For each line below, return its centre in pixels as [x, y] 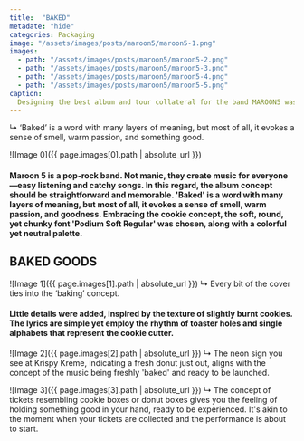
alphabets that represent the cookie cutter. [92, 333]
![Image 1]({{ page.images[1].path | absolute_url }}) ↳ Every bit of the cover [150, 283]
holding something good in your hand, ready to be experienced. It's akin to [148, 409]
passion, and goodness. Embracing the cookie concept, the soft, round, [147, 214]
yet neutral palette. [46, 233]
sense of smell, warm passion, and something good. [107, 138]
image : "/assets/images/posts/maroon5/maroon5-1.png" [113, 43]
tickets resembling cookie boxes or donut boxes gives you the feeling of [143, 399]
